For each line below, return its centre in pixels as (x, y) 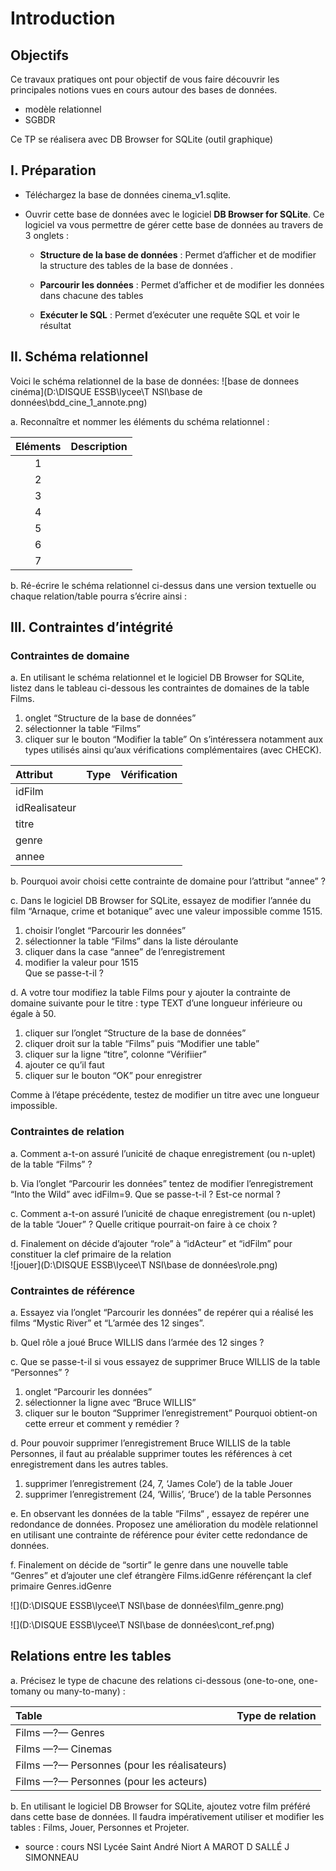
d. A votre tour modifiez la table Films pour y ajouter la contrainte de (150, 993)
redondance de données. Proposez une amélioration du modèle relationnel (164, 1524)
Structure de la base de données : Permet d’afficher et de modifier (178, 254)
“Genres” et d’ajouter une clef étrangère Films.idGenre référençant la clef (161, 1575)
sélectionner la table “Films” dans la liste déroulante (131, 941)
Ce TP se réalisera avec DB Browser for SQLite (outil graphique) (142, 139)
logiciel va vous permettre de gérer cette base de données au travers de (174, 224)
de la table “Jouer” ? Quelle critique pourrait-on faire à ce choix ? (144, 1224)
